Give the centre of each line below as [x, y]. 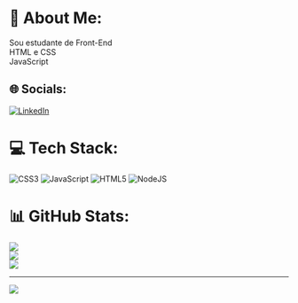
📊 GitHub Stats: [70, 216]
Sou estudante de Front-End [61, 43]
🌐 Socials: [38, 89]
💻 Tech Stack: [64, 148]
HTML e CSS [33, 51]
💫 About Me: [56, 18]
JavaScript [29, 61]
